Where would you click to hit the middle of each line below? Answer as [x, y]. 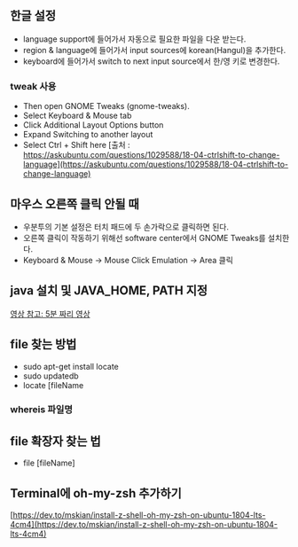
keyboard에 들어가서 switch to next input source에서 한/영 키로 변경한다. [151, 61]
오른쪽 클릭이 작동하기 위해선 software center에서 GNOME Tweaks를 [144, 238]
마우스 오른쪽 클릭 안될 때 [75, 203]
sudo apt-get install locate [71, 366]
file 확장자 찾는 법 [55, 441]
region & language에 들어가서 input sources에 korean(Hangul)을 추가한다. [154, 50]
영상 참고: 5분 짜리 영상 [51, 314]
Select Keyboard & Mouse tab [77, 116]
